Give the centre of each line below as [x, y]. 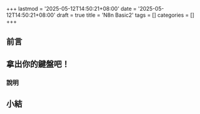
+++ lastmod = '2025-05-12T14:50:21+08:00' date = [72, 9]
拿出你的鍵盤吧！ [38, 64]
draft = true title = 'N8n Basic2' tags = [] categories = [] [126, 15]
